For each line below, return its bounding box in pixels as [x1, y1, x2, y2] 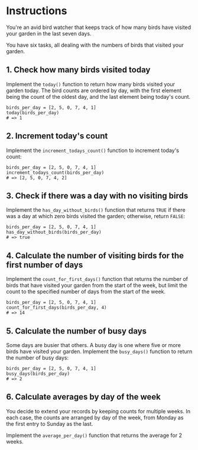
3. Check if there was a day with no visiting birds [6, 190, 189, 200]
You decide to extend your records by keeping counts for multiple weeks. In [6, 407, 191, 415]
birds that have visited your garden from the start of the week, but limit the [6, 282, 187, 289]
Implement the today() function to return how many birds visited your [6, 80, 176, 88]
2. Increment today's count [6, 131, 108, 141]
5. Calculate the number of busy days [6, 326, 147, 336]
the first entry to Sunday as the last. [6, 420, 93, 427]
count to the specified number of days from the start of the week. [6, 288, 166, 295]
